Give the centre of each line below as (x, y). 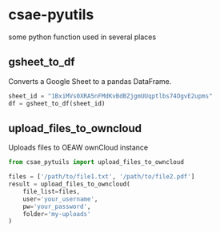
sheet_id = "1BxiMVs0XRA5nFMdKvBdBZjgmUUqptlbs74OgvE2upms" (111, 96)
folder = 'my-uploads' (57, 214)
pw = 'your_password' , (57, 206)
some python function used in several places (82, 37)
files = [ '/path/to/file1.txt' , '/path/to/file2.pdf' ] (102, 177)
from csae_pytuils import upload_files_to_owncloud (96, 162)
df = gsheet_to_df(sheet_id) (57, 103)
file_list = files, (52, 191)
